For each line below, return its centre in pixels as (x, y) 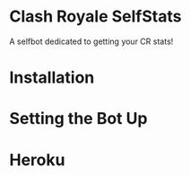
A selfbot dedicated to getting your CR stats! (91, 41)
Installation (52, 78)
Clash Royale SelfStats (95, 17)
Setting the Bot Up (78, 119)
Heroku (37, 160)
